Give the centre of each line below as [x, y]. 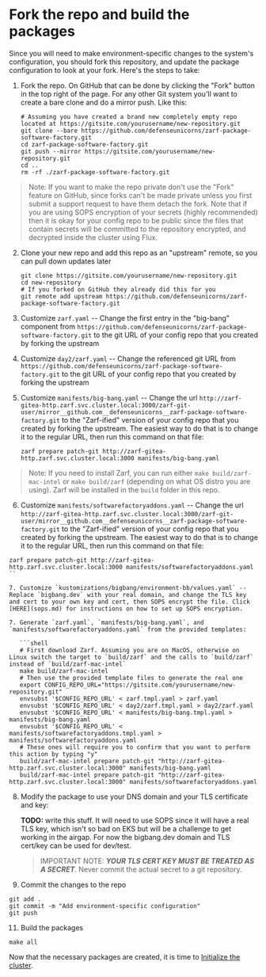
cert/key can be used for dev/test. [76, 846]
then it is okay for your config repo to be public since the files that [136, 220]
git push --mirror [51, 151]
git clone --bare [49, 131]
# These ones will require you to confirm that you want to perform [135, 747]
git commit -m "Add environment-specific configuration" [105, 906]
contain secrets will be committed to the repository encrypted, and [137, 229]
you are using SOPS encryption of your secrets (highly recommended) [143, 212]
